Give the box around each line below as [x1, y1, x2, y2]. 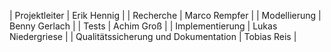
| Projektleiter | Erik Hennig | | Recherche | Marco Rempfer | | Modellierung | [9, 10, 322, 21]
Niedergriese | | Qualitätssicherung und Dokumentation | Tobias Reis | [9, 31, 297, 42]
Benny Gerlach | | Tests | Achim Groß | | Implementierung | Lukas [9, 20, 278, 32]
